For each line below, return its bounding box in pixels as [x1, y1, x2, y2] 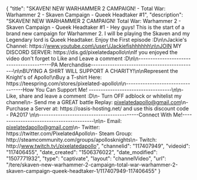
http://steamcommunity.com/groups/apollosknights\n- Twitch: [6, 136, 157, 143]
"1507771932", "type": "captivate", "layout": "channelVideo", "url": [6, 155, 166, 162]
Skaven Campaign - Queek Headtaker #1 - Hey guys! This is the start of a [6, 24, 185, 31]
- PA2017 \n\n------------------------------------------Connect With [6, 111, 172, 118]
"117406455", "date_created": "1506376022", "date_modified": [6, 149, 158, 155]
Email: [107, 118, 122, 124]
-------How [6, 86, 34, 93]
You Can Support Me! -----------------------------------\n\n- [35, 86, 184, 93]
